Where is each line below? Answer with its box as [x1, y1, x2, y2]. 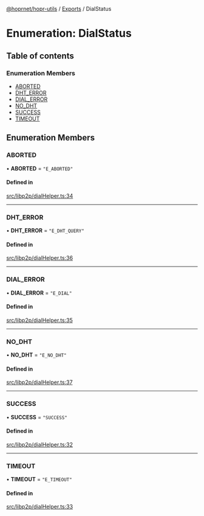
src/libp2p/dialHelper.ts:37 [6, 378, 73, 386]
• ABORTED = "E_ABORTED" [6, 164, 73, 172]
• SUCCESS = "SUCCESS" [6, 413, 68, 420]
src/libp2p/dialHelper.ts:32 [6, 441, 73, 448]
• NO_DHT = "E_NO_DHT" [6, 351, 67, 358]
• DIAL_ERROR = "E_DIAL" [6, 289, 72, 296]
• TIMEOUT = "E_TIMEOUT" [6, 476, 72, 483]
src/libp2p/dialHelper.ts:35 [6, 316, 73, 324]
